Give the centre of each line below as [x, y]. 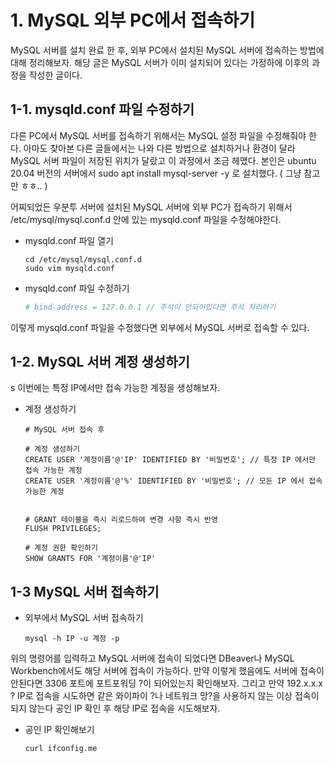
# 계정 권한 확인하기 [61, 548]
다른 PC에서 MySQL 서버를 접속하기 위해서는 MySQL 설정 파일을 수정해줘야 [158, 135]
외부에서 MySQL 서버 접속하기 [84, 618]
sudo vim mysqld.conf [69, 268]
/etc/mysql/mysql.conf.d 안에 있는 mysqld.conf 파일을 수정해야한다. [146, 219]
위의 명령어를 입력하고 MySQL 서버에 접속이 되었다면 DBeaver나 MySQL [152, 658]
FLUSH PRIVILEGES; [63, 529]
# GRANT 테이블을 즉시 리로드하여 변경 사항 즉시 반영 [121, 520]
